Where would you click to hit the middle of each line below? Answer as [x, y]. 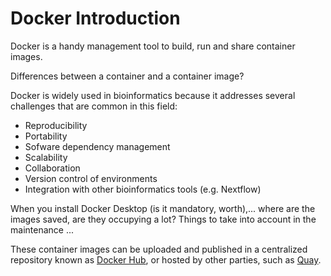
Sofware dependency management [97, 146]
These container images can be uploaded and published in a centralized [159, 249]
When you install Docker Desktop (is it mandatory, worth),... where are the [163, 208]
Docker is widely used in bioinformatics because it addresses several [153, 95]
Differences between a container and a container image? [127, 76]
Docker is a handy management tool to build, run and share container [153, 46]
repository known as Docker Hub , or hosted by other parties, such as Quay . [166, 259]
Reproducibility [56, 125]
